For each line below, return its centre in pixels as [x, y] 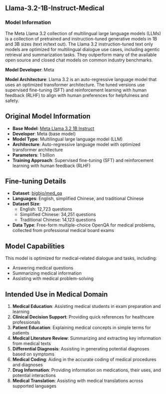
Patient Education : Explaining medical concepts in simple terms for [82, 327]
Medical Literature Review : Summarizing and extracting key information [86, 338]
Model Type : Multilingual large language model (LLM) [68, 139]
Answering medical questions [43, 268]
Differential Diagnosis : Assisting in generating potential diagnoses [81, 348]
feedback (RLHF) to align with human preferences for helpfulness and [77, 95]
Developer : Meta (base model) [44, 133]
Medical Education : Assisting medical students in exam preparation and [86, 306]
